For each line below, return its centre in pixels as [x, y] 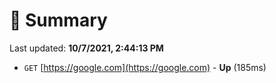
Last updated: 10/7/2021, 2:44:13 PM [86, 48]
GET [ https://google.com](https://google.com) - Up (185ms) [145, 67]
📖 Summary [58, 20]
